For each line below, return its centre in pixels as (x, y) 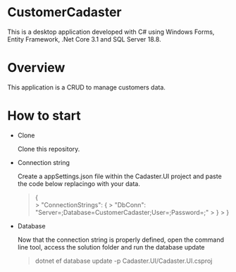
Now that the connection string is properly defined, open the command (120, 240)
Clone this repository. (49, 149)
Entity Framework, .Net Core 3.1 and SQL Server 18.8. (84, 39)
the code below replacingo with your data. (79, 183)
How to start (44, 116)
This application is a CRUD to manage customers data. (86, 87)
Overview (36, 68)
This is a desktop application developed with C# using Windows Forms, (111, 32)
